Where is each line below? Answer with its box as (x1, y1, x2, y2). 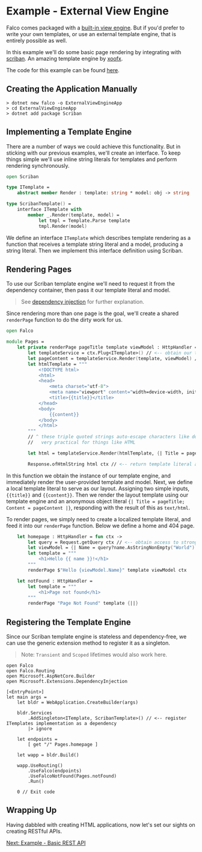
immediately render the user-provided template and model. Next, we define (6, 478, 193, 485)
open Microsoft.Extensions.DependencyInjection (6, 678, 128, 684)
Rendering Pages (6, 264, 72, 274)
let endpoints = (17, 736, 58, 742)
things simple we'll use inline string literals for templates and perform (6, 155, 177, 163)
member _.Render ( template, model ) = (28, 212, 120, 218)
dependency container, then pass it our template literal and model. (6, 287, 171, 294)
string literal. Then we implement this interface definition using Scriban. (6, 247, 183, 254)
